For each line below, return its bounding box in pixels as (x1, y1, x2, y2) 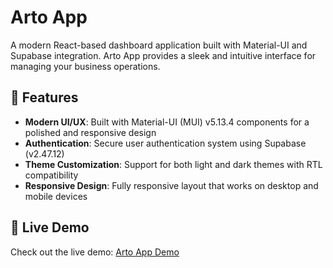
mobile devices (24, 190, 88, 202)
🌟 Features (10, 89, 79, 106)
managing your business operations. (10, 60, 161, 72)
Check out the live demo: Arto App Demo (10, 246, 180, 258)
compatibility (24, 169, 79, 181)
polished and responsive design (24, 126, 157, 138)
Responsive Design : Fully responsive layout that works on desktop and (24, 179, 319, 191)
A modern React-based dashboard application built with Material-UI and (10, 39, 308, 51)
